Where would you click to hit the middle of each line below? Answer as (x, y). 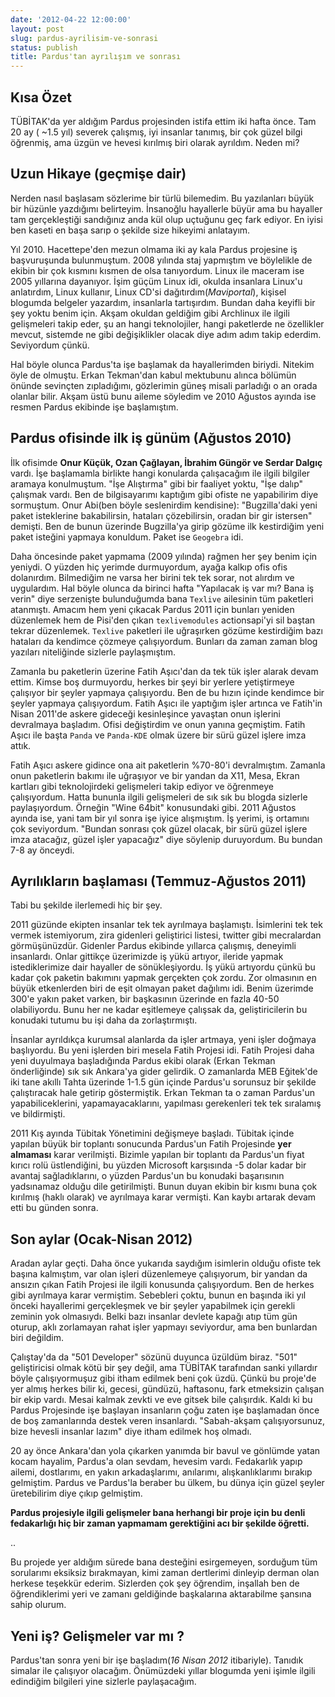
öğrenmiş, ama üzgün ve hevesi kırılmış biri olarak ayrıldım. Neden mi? (155, 142)
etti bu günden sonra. (54, 1208)
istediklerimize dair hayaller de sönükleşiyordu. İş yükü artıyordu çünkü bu (163, 967)
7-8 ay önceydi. (42, 850)
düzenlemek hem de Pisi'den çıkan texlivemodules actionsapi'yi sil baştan (163, 620)
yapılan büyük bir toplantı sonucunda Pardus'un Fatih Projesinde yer (151, 1144)
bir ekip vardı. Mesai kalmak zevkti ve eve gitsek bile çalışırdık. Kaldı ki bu (161, 1400)
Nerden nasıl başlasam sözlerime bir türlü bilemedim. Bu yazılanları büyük (162, 198)
